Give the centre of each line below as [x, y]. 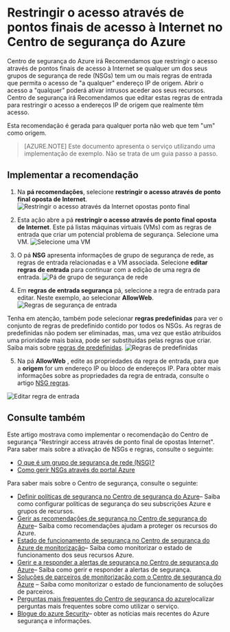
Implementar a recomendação [73, 175]
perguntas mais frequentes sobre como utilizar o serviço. [98, 606]
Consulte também [46, 418]
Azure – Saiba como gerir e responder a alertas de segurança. [104, 569]
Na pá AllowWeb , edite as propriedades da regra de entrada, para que [118, 361]
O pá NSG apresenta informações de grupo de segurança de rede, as [115, 255]
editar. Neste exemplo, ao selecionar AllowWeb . [85, 297]
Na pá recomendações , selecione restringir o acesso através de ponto [119, 191]
